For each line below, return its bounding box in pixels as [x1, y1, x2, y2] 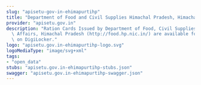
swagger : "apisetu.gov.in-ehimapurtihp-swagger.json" [6, 70, 144, 76]
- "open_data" [6, 59, 42, 65]
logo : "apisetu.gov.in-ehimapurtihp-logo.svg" [6, 42, 124, 48]
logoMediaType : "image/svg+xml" [6, 48, 87, 54]
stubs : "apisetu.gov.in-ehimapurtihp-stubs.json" [6, 64, 133, 71]
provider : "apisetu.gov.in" [6, 20, 77, 26]
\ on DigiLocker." [11, 37, 58, 42]
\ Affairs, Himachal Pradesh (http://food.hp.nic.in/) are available [11, 31, 188, 37]
